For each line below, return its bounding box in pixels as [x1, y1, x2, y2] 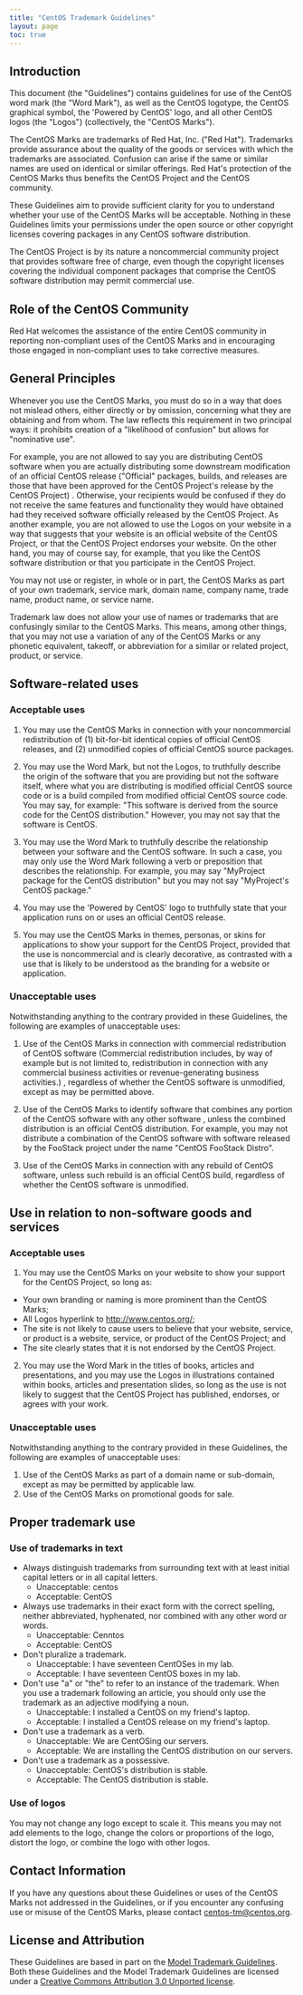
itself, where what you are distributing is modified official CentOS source [22, 780, 293, 791]
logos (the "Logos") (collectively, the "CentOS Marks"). [9, 117, 215, 128]
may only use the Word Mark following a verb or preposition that [22, 856, 263, 867]
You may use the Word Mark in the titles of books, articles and [22, 1361, 255, 1371]
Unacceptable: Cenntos [35, 1630, 125, 1641]
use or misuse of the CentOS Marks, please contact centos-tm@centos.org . [9, 1906, 293, 1917]
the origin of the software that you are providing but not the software [22, 770, 279, 781]
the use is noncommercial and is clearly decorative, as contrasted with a [22, 948, 293, 959]
